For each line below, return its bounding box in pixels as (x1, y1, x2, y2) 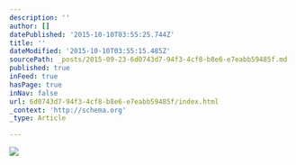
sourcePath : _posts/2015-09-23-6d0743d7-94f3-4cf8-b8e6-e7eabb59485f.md (9, 55, 288, 64)
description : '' (9, 13, 70, 23)
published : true (9, 64, 70, 73)
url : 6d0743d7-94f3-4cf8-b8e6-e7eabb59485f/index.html (9, 96, 220, 106)
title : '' (9, 38, 47, 48)
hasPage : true (9, 80, 63, 89)
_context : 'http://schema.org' (9, 105, 127, 115)
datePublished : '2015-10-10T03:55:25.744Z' (9, 30, 175, 39)
